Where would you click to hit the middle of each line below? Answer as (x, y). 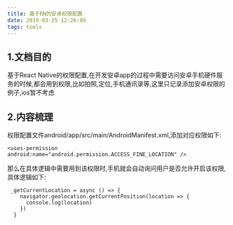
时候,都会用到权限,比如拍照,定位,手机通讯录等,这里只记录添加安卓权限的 (122, 84)
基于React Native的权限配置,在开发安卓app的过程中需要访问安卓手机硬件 (112, 75)
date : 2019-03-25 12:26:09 (47, 20)
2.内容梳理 (31, 117)
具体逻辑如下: (27, 177)
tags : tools (25, 27)
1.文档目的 (29, 57)
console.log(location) (59, 203)
